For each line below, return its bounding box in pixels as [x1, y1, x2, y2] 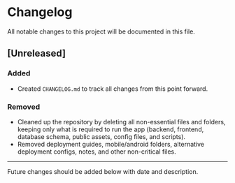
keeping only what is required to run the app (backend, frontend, [17, 125, 204, 133]
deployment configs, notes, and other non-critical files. [17, 147, 176, 156]
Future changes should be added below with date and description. [7, 167, 199, 175]
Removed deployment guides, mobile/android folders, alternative [17, 140, 205, 148]
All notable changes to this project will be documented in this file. [7, 27, 196, 36]
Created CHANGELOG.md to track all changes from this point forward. [17, 85, 208, 93]
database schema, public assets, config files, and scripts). [17, 132, 186, 140]
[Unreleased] [7, 47, 66, 59]
